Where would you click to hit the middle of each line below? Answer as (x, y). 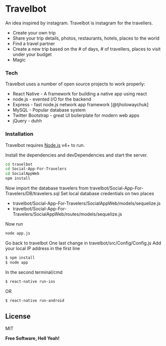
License (18, 316)
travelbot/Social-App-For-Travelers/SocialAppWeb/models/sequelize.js (87, 203)
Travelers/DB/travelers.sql (32, 194)
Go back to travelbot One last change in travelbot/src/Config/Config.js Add (83, 243)
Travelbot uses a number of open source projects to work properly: (75, 84)
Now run (14, 224)
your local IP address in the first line (43, 248)
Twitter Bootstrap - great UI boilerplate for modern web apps (76, 115)
